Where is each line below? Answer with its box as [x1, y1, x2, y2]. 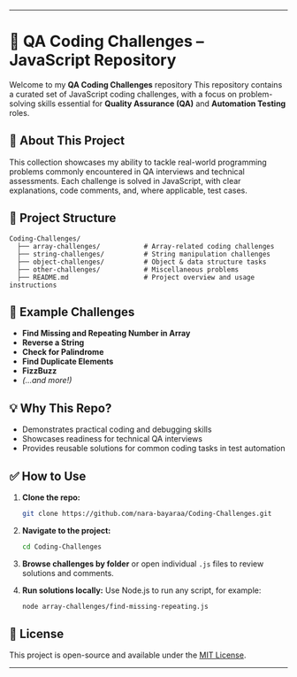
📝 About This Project [9, 134, 126, 149]
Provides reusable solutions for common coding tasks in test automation [21, 443, 286, 454]
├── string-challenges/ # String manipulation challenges [17, 250, 271, 258]
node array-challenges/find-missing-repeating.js [21, 602, 209, 611]
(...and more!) [21, 375, 72, 386]
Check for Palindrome [21, 347, 104, 358]
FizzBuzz [21, 365, 57, 376]
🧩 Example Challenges [9, 304, 135, 319]
